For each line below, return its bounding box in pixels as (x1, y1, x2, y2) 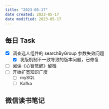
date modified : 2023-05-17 (5, 16, 61, 21)
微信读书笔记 (5, 96, 45, 105)
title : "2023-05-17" (5, 7, 48, 12)
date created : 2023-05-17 (5, 12, 59, 17)
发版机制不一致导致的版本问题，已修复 (19, 57, 99, 63)
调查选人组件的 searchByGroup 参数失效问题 (12, 50, 104, 56)
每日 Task (5, 36, 35, 45)
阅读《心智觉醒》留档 (12, 63, 56, 69)
